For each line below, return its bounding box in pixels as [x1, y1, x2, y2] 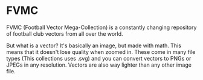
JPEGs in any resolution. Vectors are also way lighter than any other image [6, 61, 192, 68]
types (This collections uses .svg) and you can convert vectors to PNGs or [6, 55, 192, 62]
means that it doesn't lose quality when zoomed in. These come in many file [6, 48, 196, 55]
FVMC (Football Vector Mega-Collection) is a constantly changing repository [6, 24, 197, 31]
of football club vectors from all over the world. [6, 30, 123, 37]
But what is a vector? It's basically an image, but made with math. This [6, 42, 181, 49]
